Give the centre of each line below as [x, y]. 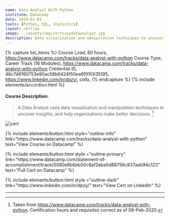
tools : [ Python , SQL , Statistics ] [42, 24]
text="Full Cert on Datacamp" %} [40, 170]
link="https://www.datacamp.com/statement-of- [56, 159]
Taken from [25, 204]
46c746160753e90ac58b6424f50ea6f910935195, [57, 74]
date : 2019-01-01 [24, 19]
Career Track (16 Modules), [34, 63]
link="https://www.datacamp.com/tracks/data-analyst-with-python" [76, 139]
